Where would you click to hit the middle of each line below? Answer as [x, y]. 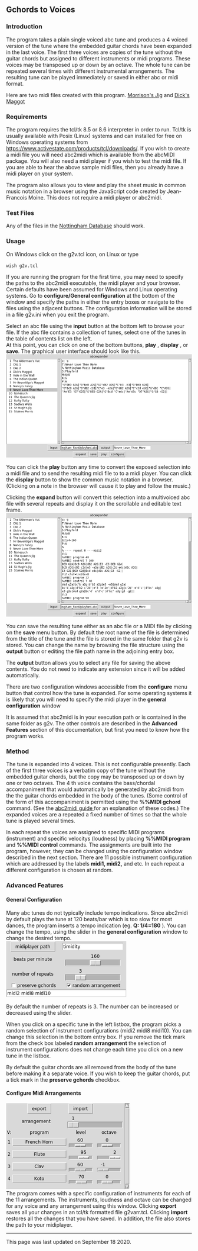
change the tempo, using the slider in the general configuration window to [97, 931]
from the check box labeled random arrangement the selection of [86, 1043]
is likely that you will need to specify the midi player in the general [86, 700]
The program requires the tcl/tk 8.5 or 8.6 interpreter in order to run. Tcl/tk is [99, 129]
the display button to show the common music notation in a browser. [90, 480]
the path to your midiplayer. [39, 1224]
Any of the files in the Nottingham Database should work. [76, 226]
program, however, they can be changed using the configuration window [94, 851]
